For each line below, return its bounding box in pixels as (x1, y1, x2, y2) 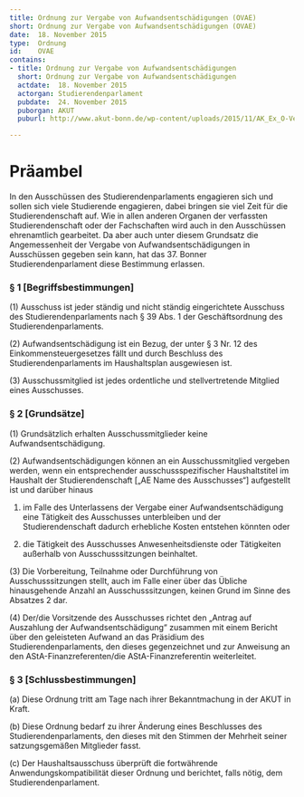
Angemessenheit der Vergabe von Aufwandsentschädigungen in (9, 239, 251, 250)
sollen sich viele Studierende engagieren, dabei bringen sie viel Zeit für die (9, 201, 288, 212)
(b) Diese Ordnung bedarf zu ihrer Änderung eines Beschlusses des (9, 721, 262, 732)
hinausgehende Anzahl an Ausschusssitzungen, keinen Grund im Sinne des (9, 585, 291, 596)
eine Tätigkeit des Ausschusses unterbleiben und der (22, 511, 222, 522)
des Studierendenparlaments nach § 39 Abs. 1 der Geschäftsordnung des (9, 312, 283, 322)
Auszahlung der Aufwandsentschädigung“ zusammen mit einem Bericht (9, 621, 279, 632)
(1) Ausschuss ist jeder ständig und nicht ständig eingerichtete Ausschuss (9, 302, 285, 312)
